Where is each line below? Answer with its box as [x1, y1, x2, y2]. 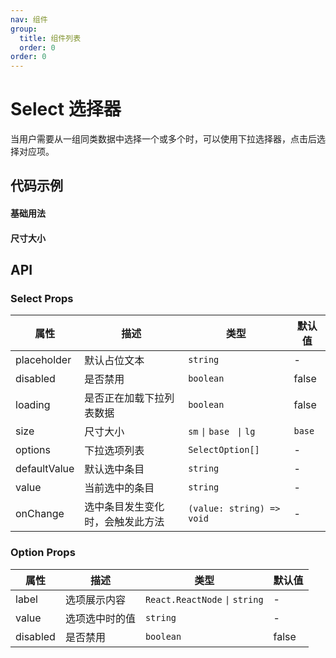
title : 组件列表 [19, 33, 82, 43]
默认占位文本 [84, 354, 145, 368]
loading [15, 398, 51, 412]
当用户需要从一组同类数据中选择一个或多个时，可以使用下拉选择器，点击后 [10, 133, 317, 145]
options [15, 443, 51, 457]
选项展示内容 [64, 592, 126, 606]
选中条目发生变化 [84, 500, 165, 514]
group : [10, 24, 38, 34]
